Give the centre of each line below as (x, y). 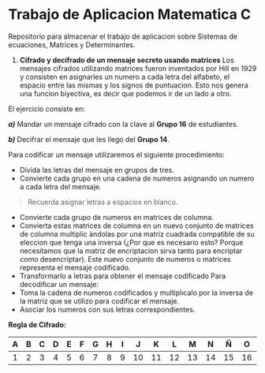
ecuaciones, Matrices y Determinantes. (72, 44)
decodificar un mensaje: (59, 284)
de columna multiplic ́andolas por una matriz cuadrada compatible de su (137, 233)
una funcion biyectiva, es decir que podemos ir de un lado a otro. (125, 93)
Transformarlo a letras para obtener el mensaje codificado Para (123, 276)
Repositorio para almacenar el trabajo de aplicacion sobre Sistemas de (123, 36)
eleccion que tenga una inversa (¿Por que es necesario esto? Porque (131, 242)
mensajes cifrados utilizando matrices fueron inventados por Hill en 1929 (138, 68)
